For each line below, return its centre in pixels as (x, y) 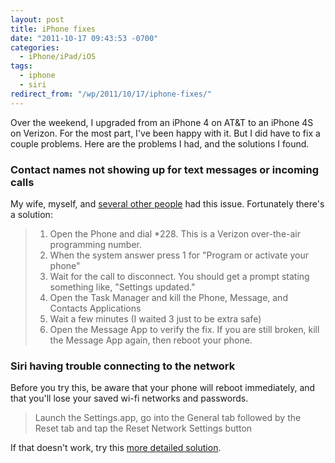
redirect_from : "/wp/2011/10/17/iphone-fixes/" (111, 94)
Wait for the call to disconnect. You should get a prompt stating (179, 276)
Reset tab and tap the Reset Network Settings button (143, 428)
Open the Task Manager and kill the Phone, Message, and (168, 297)
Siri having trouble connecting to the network (123, 366)
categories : (35, 47)
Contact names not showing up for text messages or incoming (165, 169)
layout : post (37, 19)
